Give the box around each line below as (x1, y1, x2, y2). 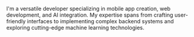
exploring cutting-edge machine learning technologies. (6, 24, 145, 31)
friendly (6, 18, 26, 24)
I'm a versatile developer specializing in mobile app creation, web (6, 5, 171, 12)
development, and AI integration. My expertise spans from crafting (6, 11, 174, 18)
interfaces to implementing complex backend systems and (27, 18, 174, 24)
